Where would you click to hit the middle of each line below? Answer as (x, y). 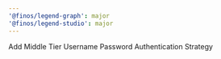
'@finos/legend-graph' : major (59, 16)
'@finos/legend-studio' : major (61, 23)
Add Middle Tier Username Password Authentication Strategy (111, 46)
